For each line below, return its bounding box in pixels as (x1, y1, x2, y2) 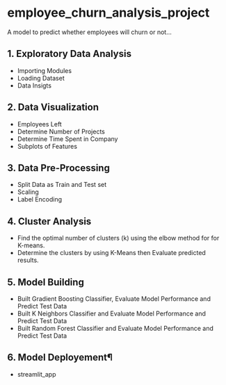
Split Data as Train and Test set (17, 181, 107, 189)
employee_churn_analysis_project (7, 5, 210, 21)
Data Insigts (17, 81, 52, 90)
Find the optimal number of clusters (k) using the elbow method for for (17, 234, 220, 243)
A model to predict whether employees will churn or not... (7, 28, 172, 36)
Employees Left (17, 120, 63, 128)
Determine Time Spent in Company (17, 134, 118, 143)
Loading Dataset (17, 74, 65, 82)
